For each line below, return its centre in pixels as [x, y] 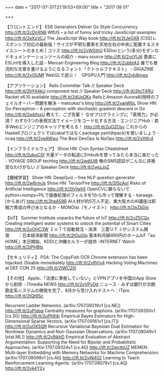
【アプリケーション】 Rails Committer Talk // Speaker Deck [65, 85]
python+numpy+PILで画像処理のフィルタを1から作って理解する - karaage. [80, 195]
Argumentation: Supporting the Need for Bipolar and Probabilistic [71, 342]
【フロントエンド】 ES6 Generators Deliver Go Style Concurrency [71, 27]
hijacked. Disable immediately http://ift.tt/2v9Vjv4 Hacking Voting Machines [81, 263]
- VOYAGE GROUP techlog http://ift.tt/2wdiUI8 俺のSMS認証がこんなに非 [78, 161]
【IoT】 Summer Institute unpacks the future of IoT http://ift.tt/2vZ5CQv [77, 218]
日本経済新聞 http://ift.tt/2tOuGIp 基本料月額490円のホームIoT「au [89, 235]
